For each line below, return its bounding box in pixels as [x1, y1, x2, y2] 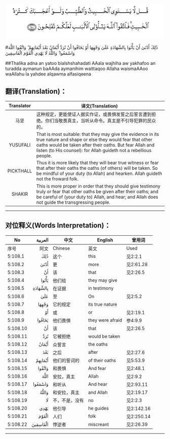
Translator [8, 103, 31, 109]
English [97, 237, 113, 243]
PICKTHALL [7, 168, 32, 174]
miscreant [88, 421, 109, 427]
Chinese [53, 245, 70, 251]
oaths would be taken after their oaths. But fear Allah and [36, 142, 155, 148]
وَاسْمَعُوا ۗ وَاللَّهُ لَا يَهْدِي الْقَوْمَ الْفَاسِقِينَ [5, 50, 75, 56]
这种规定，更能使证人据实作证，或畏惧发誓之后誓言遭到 [36, 111, 152, 117]
